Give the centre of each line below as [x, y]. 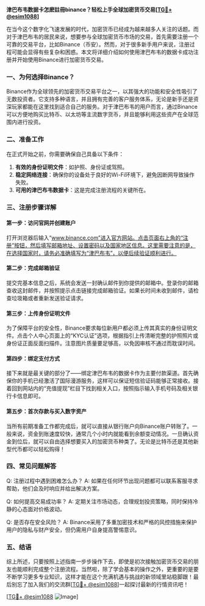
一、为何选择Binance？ [41, 77]
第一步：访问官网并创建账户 [41, 223]
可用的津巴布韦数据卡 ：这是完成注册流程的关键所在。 [82, 190]
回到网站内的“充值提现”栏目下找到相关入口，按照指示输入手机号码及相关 [102, 388]
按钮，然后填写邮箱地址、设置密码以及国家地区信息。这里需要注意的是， [105, 245]
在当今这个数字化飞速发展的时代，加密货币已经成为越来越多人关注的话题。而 [103, 29]
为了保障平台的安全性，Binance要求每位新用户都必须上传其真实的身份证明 [99, 328]
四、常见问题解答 [31, 466]
